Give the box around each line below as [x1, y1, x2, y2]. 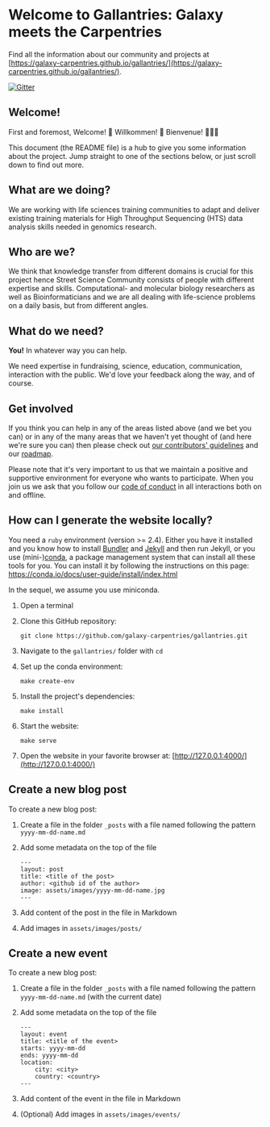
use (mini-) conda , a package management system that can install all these [8, 552, 255, 561]
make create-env [19, 677, 75, 685]
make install [19, 707, 64, 715]
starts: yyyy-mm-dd [19, 1045, 86, 1053]
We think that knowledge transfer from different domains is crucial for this [8, 266, 254, 276]
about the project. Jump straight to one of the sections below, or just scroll [8, 151, 256, 161]
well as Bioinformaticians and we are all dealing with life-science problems [8, 292, 256, 302]
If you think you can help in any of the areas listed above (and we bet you [8, 424, 252, 432]
